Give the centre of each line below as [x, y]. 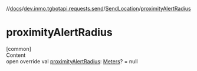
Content [16, 55]
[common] [19, 49]
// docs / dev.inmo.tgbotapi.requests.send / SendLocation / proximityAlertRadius [98, 9]
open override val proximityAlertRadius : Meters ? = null [72, 61]
